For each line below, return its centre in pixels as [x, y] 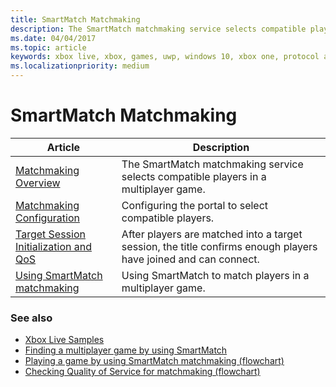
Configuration [47, 218]
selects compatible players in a [194, 176]
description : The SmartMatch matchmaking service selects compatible [158, 29]
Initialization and [53, 246]
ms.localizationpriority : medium [80, 66]
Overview [38, 183]
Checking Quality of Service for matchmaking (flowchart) [142, 372]
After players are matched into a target [212, 234]
